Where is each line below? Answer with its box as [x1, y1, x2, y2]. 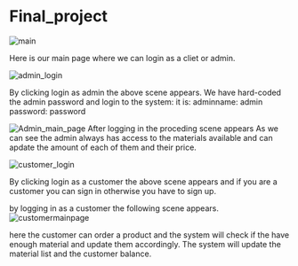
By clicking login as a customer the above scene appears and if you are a [9, 176, 278, 187]
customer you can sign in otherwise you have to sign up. [9, 185, 216, 196]
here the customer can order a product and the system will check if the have [9, 229, 290, 240]
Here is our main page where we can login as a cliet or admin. [9, 52, 236, 63]
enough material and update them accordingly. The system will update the [9, 239, 282, 249]
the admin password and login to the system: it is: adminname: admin [9, 96, 263, 107]
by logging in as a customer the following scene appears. [9, 202, 220, 214]
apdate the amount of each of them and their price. [9, 142, 197, 153]
